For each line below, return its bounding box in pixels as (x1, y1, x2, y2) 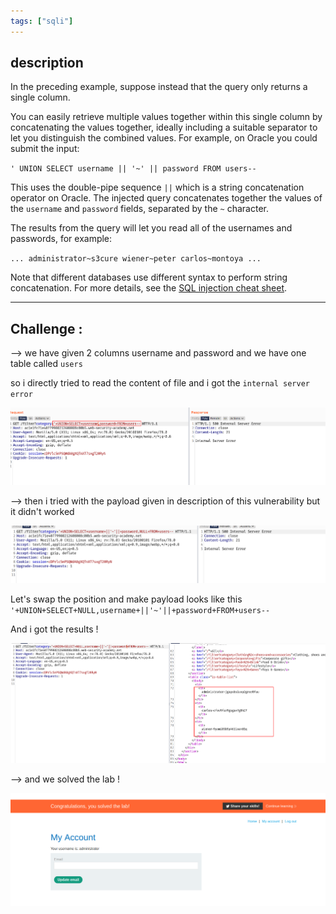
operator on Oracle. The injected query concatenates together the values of (10, 192, 323, 204)
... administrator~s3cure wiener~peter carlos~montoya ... (10, 254, 262, 264)
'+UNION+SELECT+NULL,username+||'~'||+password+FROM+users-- (10, 606, 271, 616)
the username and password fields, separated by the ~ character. (10, 203, 269, 215)
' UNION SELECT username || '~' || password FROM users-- (10, 164, 257, 174)
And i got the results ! (10, 623, 99, 635)
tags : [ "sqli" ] (10, 16, 74, 26)
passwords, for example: (10, 233, 113, 245)
